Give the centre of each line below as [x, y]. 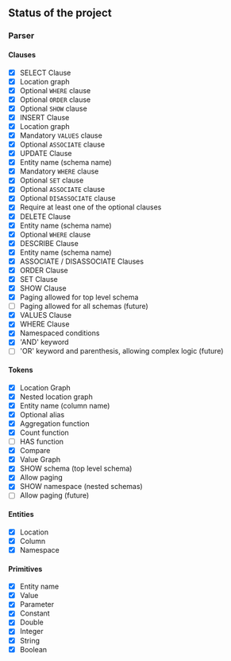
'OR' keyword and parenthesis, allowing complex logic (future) [121, 351]
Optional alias [42, 414]
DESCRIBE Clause [49, 243]
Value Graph [40, 460]
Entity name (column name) [65, 405]
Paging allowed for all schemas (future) [84, 307]
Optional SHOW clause [53, 108]
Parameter [37, 604]
